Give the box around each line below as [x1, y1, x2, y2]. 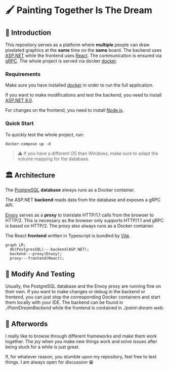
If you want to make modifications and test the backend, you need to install [5, 92, 162, 98]
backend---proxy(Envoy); [10, 252, 62, 257]
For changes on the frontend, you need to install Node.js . [5, 107, 124, 113]
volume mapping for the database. [17, 156, 90, 162]
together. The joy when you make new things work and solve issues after [5, 338, 158, 345]
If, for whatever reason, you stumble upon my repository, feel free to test [5, 354, 157, 360]
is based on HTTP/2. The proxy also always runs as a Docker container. [5, 223, 154, 229]
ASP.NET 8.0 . [5, 98, 33, 104]
